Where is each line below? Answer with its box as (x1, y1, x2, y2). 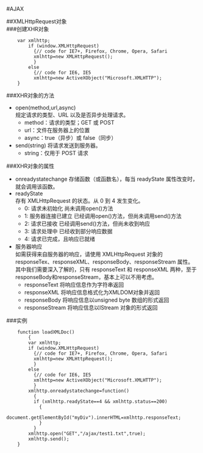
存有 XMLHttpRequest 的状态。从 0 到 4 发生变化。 (15, 197, 144, 204)
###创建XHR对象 (6, 26, 49, 32)
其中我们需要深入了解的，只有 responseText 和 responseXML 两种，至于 (15, 266, 197, 273)
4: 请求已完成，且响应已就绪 (24, 235, 96, 242)
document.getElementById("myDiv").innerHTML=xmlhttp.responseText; (6, 415, 182, 421)
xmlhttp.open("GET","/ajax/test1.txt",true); (28, 430, 146, 437)
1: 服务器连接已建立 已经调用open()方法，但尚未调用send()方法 (24, 212, 182, 219)
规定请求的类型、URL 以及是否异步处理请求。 (15, 111, 129, 118)
